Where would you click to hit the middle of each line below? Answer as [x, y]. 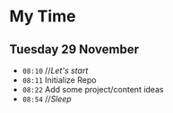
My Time [43, 16]
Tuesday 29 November [74, 49]
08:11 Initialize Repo [59, 80]
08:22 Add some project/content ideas [93, 89]
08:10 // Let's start [55, 70]
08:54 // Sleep [47, 99]
